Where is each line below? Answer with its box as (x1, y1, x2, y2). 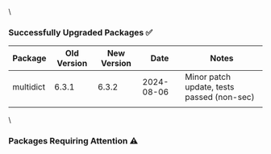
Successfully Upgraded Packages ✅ (8, 27, 153, 38)
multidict (12, 81, 46, 93)
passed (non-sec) (185, 92, 255, 103)
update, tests (185, 81, 235, 93)
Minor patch (185, 72, 231, 83)
